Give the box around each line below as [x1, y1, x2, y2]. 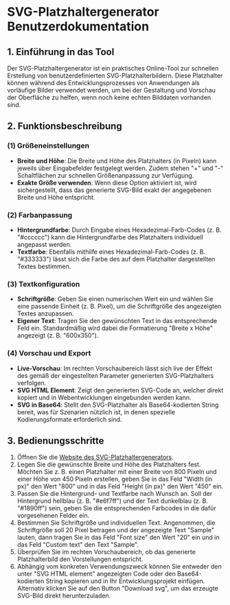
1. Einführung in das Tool [7, 46, 115, 58]
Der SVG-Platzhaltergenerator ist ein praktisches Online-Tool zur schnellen [7, 64, 219, 72]
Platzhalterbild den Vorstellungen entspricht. [16, 555, 143, 563]
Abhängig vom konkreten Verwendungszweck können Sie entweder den [16, 562, 222, 571]
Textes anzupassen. [16, 309, 74, 318]
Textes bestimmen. [16, 262, 71, 270]
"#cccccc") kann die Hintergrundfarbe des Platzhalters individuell [16, 233, 204, 241]
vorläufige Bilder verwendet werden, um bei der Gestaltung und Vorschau [7, 86, 216, 94]
